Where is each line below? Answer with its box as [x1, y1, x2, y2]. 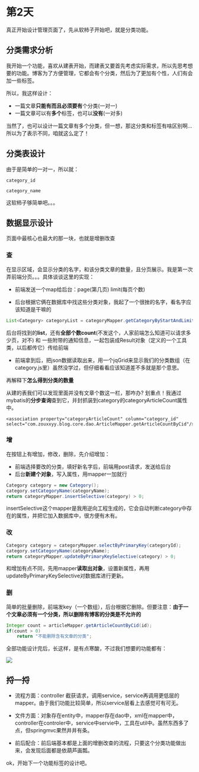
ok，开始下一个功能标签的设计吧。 [6, 760, 91, 767]
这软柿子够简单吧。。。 [6, 199, 58, 206]
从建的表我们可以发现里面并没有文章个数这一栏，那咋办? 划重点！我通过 [6, 389, 182, 396]
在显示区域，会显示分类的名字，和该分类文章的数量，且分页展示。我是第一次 [6, 265, 193, 273]
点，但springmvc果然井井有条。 [14, 727, 93, 734]
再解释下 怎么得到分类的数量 [6, 376, 74, 383]
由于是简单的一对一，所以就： [6, 166, 79, 173]
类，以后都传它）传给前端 [6, 344, 69, 351]
